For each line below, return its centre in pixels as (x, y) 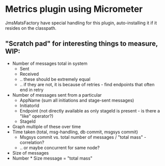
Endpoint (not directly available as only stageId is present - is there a (90, 111)
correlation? (32, 142)
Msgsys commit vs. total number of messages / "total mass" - (83, 137)
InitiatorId (29, 106)
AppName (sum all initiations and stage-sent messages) (77, 100)
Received (29, 74)
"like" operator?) (36, 116)
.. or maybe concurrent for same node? (60, 148)
